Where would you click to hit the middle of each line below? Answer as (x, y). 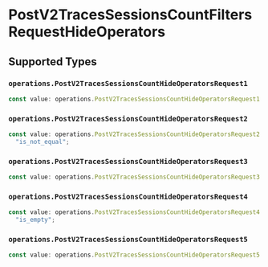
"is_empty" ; (36, 220)
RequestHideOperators (87, 32)
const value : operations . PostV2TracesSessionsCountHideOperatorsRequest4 (134, 212)
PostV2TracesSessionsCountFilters (130, 15)
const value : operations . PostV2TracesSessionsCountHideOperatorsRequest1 (134, 99)
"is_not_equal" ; (43, 142)
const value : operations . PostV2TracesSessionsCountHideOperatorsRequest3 (134, 177)
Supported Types (53, 62)
